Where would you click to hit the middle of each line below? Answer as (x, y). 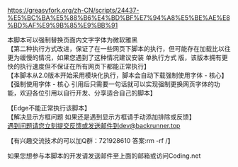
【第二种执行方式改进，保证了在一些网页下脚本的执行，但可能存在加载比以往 (119, 48)
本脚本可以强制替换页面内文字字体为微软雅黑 (73, 40)
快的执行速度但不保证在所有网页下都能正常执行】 (79, 66)
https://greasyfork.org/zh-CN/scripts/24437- (73, 10)
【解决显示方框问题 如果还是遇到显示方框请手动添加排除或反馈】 (101, 117)
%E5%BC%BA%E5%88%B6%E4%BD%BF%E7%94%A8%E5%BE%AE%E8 (119, 18)
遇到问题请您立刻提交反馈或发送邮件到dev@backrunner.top (94, 126)
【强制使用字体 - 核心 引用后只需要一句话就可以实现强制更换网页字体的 (111, 84)
